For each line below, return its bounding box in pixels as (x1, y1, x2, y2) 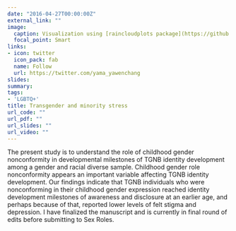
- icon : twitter (7, 50, 55, 57)
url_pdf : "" (7, 115, 42, 122)
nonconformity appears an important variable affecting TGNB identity (7, 170, 210, 179)
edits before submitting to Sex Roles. (7, 215, 114, 224)
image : (7, 23, 27, 30)
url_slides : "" (7, 122, 52, 129)
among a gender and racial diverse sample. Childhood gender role (7, 163, 200, 172)
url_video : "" (7, 129, 49, 136)
